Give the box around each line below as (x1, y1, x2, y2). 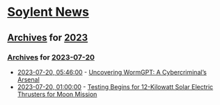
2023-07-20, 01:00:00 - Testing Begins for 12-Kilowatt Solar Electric (17, 82, 214, 90)
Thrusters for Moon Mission (17, 90, 97, 98)
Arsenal (17, 75, 40, 84)
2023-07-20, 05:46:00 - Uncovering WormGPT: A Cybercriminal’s (17, 68, 207, 76)
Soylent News (7, 4, 89, 20)
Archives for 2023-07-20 (7, 52, 95, 62)
